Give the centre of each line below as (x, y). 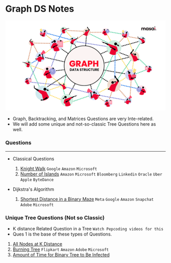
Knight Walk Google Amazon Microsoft (59, 168)
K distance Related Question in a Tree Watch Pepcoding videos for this (88, 229)
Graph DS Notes (40, 9)
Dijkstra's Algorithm (33, 189)
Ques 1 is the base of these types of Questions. (62, 234)
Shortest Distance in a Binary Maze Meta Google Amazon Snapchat (87, 199)
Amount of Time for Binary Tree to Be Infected (61, 255)
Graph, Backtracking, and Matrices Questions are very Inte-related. (83, 119)
